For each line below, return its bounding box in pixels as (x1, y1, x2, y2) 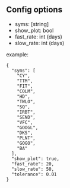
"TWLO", (17, 98, 36, 104)
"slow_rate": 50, (11, 166, 55, 172)
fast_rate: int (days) (14, 33, 62, 40)
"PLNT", (17, 135, 36, 141)
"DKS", (17, 130, 33, 136)
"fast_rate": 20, (11, 161, 55, 167)
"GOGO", (17, 140, 36, 146)
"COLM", (17, 88, 36, 94)
